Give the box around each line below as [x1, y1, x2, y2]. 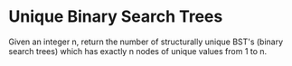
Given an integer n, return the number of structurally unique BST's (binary [8, 36, 284, 47]
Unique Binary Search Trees [8, 6, 223, 27]
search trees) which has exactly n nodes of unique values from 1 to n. [8, 45, 268, 56]
